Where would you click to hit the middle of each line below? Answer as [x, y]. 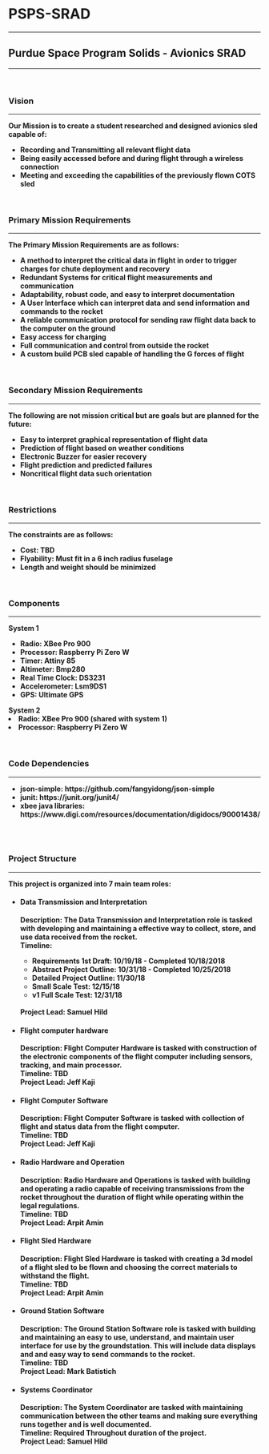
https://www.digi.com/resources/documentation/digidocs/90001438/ [140, 814]
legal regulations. [50, 1205]
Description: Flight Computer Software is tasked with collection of [132, 1119]
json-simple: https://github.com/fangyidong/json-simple [117, 789]
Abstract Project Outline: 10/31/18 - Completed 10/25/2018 [131, 970]
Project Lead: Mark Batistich [68, 1372]
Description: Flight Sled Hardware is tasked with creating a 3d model [137, 1259]
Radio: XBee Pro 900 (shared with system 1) [93, 719]
